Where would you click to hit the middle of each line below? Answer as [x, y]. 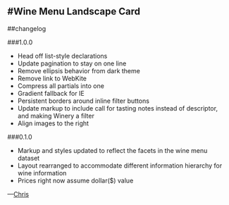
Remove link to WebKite [52, 78]
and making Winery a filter [56, 116]
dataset [29, 158]
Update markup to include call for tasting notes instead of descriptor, [118, 108]
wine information [42, 173]
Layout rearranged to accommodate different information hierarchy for [120, 166]
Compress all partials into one [61, 86]
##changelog [27, 28]
